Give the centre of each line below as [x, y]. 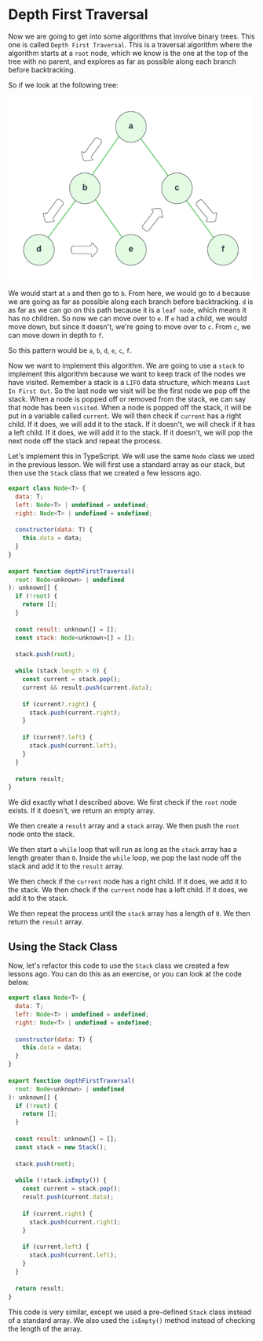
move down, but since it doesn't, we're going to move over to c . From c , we [130, 326]
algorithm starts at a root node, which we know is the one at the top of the [128, 53]
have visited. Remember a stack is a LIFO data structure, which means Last [130, 382]
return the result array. [46, 922]
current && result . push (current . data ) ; [88, 687]
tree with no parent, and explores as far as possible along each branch [122, 61]
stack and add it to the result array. [66, 866]
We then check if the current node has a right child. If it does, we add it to [128, 882]
